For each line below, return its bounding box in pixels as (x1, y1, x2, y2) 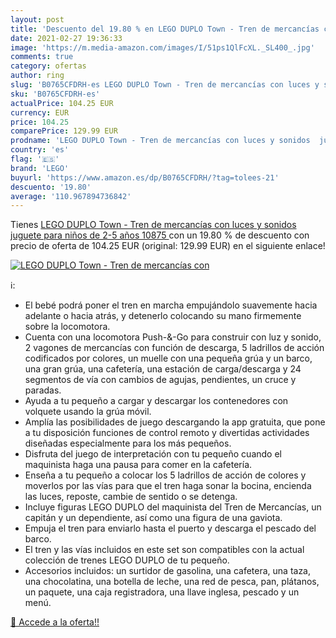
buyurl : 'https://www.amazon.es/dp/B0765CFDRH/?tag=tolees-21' (10, 172, 280, 183)
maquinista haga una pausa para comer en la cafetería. (24, 459, 253, 471)
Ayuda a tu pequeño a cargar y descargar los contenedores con (24, 395, 289, 407)
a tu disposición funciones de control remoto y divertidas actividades (24, 427, 310, 439)
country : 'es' (10, 145, 70, 155)
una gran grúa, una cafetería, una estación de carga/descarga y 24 (24, 363, 302, 375)
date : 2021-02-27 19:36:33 (10, 33, 123, 43)
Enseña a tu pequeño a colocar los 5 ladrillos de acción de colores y (24, 469, 307, 481)
